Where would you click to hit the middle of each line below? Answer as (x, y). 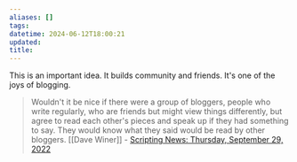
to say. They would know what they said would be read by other (148, 130)
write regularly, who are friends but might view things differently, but (157, 112)
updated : (25, 42)
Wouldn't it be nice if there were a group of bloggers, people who (151, 102)
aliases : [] (31, 17)
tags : (19, 26)
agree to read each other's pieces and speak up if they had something (160, 121)
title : (21, 50)
